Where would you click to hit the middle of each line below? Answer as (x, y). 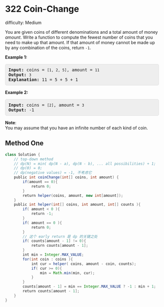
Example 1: (16, 57)
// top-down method (34, 159)
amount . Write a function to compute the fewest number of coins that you (79, 37)
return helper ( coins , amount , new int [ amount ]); (73, 195)
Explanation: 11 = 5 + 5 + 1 (43, 80)
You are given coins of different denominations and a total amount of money (82, 32)
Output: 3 (20, 75)
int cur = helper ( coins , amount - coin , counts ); (84, 264)
